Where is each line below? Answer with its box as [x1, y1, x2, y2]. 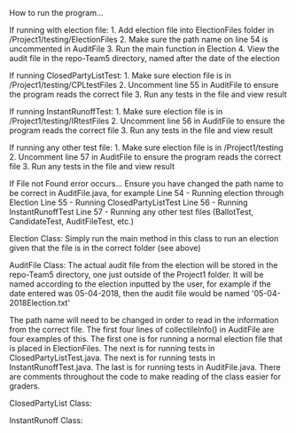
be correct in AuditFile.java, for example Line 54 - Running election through [9, 188, 284, 198]
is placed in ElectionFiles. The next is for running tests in [9, 343, 215, 353]
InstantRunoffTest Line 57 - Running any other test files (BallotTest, [9, 207, 254, 216]
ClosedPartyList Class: [9, 398, 92, 408]
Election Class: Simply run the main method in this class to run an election [9, 233, 279, 243]
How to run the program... [9, 8, 104, 18]
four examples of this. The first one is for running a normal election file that [9, 334, 284, 344]
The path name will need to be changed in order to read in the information [9, 315, 279, 325]
